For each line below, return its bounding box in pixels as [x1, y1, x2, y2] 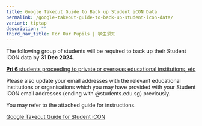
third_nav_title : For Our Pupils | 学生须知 [6, 31, 116, 37]
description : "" [6, 25, 47, 32]
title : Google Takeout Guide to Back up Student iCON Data [6, 8, 158, 15]
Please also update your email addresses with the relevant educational [6, 77, 182, 85]
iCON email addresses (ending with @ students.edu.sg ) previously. [6, 90, 171, 97]
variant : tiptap [6, 20, 47, 26]
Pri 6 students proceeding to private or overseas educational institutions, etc [6, 65, 196, 73]
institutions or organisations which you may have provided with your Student [6, 83, 196, 91]
